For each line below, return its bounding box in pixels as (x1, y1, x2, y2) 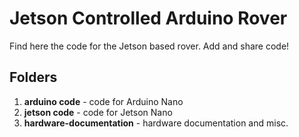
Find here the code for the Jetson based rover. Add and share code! (9, 40, 290, 52)
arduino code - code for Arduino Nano (23, 95, 184, 107)
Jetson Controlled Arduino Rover (9, 7, 288, 30)
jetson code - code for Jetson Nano (23, 106, 173, 118)
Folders (9, 69, 58, 86)
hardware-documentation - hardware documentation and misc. (23, 117, 289, 129)
